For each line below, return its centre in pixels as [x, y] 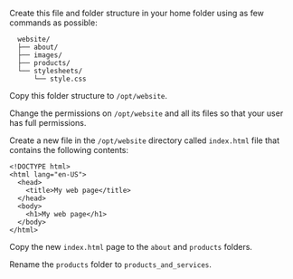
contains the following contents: [69, 150]
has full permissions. [48, 123]
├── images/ [40, 55]
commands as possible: [53, 23]
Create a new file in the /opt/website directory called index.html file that [145, 140]
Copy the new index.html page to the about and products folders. [131, 247]
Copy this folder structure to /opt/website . [89, 96]
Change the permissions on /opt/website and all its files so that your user [146, 113]
